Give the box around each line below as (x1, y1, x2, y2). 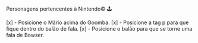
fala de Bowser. (6, 32, 45, 38)
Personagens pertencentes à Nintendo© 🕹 (6, 5, 112, 12)
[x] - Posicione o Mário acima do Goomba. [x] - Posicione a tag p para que (6, 19, 189, 26)
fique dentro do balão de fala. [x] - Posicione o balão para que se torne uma (6, 25, 193, 32)
